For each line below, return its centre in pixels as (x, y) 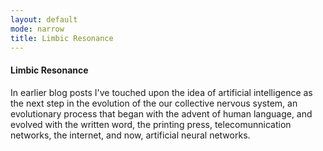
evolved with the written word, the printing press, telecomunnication (151, 124)
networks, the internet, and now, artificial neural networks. (130, 135)
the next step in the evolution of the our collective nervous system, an (154, 103)
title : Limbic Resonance (62, 38)
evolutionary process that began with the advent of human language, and (161, 113)
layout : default (44, 19)
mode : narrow (37, 29)
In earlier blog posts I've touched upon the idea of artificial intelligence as (161, 92)
